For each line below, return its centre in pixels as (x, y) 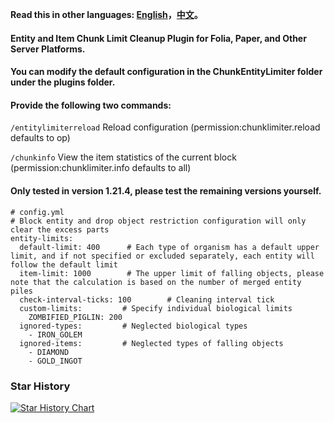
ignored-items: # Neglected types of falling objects (151, 343)
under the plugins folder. (63, 82)
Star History (40, 386)
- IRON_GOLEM (55, 334)
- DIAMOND (49, 352)
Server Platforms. (48, 49)
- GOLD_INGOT (55, 361)
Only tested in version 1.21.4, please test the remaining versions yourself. (166, 190)
